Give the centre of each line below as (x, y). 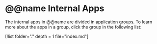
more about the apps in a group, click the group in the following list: (73, 27)
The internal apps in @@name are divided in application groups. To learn (79, 22)
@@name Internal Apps (55, 8)
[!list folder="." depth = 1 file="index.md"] (47, 36)
